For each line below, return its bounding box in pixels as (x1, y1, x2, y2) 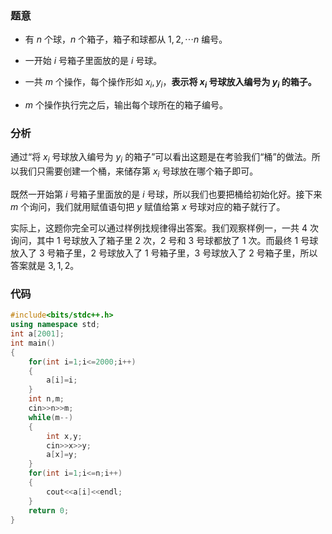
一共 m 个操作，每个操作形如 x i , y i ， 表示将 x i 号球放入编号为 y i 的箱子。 (24, 76, 317, 91)
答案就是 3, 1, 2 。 (10, 259, 80, 271)
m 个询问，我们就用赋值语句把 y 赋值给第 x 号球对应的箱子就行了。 (10, 200, 286, 212)
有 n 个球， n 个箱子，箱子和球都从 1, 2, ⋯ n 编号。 (24, 33, 228, 46)
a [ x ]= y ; (46, 450, 78, 460)
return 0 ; (28, 505, 70, 516)
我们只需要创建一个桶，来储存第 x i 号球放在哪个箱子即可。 (18, 165, 259, 179)
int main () (10, 338, 56, 348)
